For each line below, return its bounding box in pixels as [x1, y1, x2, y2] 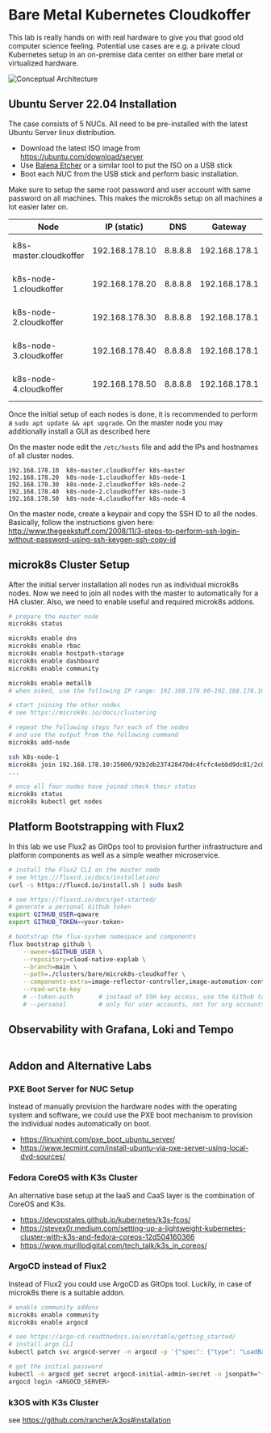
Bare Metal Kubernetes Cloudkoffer [8, 6, 252, 24]
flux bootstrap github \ [8, 940, 92, 948]
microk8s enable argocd [8, 1318, 89, 1326]
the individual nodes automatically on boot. [8, 1119, 152, 1129]
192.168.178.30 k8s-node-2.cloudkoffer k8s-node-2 [8, 480, 186, 489]
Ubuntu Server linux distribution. [8, 127, 117, 137]
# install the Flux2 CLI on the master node [8, 866, 161, 874]
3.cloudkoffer [12, 350, 64, 361]
